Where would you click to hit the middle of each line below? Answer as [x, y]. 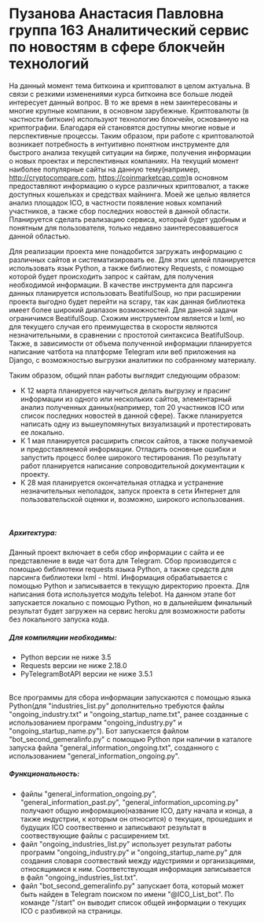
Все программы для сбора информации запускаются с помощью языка [130, 697]
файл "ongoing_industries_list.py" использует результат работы [126, 844]
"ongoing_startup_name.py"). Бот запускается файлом [99, 731]
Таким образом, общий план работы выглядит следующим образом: [125, 375]
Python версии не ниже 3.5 [66, 657]
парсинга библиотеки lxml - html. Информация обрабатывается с [119, 577]
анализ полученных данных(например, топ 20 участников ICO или [132, 407]
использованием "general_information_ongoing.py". [94, 755]
